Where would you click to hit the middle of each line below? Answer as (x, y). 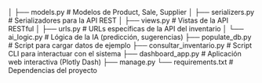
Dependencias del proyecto (53, 70)
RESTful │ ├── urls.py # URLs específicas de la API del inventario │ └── (126, 29)
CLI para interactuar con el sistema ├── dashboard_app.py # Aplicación (125, 54)
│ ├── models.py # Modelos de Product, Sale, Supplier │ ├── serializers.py (131, 12)
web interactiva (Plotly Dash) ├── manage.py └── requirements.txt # (121, 62)
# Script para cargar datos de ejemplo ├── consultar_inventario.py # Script (130, 45)
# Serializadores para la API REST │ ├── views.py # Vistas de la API (118, 20)
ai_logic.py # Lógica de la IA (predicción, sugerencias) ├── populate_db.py (130, 37)
